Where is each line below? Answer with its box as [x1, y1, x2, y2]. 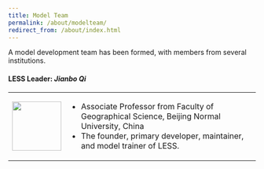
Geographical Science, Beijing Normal [81, 111, 222, 122]
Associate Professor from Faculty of [81, 101, 214, 112]
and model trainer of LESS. [81, 140, 180, 151]
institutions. [8, 56, 46, 65]
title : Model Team [8, 11, 68, 20]
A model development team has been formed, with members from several [8, 48, 247, 57]
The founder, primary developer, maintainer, [81, 130, 244, 141]
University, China [81, 120, 145, 131]
